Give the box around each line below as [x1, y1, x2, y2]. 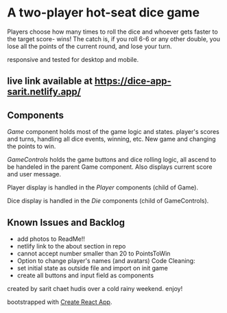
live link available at [7, 76, 93, 87]
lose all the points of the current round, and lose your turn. [7, 42, 173, 50]
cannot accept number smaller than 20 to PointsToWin [16, 249, 171, 257]
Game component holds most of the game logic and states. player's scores [7, 128, 219, 136]
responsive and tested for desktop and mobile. [7, 55, 139, 63]
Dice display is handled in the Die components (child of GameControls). [7, 197, 209, 205]
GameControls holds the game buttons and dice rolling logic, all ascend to [7, 156, 217, 164]
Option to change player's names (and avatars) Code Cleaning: [16, 256, 195, 265]
